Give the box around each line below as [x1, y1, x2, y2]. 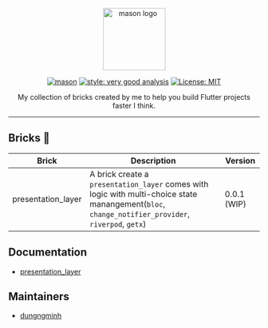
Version [225, 155, 256, 166]
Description [130, 155, 176, 166]
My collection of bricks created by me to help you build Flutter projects [17, 93, 251, 101]
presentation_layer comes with [89, 178, 209, 189]
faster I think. [112, 101, 156, 110]
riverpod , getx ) [89, 218, 147, 229]
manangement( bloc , [89, 198, 166, 209]
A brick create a [89, 168, 149, 180]
